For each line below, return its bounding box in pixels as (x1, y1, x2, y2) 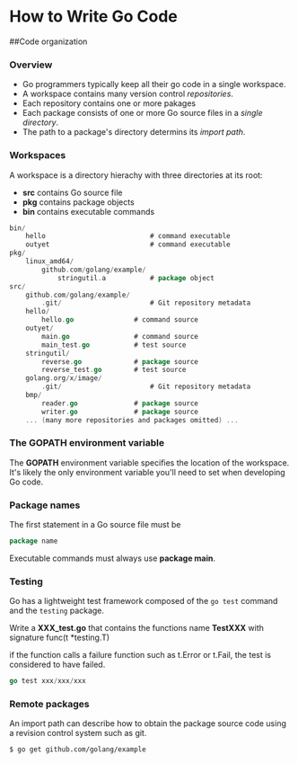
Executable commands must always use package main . (9, 553, 216, 563)
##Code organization (9, 36, 88, 47)
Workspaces (9, 149, 66, 162)
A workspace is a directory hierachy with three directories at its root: (9, 169, 263, 181)
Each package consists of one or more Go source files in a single (22, 108, 263, 119)
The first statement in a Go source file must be (9, 519, 181, 530)
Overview (9, 58, 53, 71)
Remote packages (9, 698, 90, 711)
